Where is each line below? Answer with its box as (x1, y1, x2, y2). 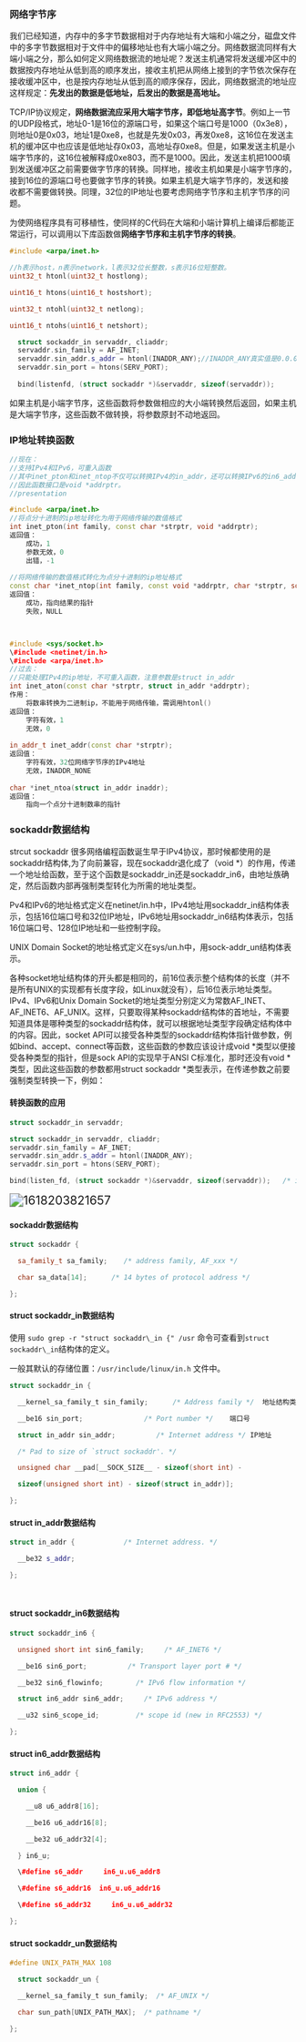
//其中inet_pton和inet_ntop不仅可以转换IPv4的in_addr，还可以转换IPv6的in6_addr (9, 472, 301, 481)
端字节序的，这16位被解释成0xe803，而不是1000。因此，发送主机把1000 (9, 152, 283, 163)
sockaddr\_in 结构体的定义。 (9, 1343, 115, 1354)
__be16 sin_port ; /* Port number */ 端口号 (17, 1414, 250, 1423)
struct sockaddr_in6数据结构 (9, 1608, 120, 1618)
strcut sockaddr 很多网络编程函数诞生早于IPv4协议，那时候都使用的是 (9, 845, 271, 857)
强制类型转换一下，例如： (9, 1075, 106, 1086)
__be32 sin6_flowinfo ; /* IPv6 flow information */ (17, 1678, 247, 1687)
